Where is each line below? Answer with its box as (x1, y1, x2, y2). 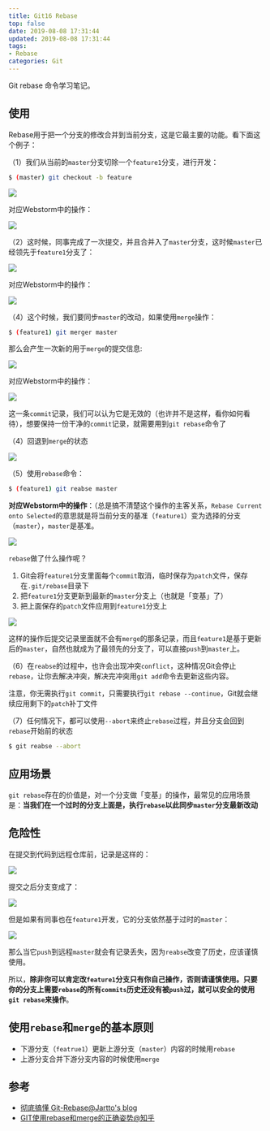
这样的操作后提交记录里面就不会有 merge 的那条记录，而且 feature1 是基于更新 (8, 634, 262, 643)
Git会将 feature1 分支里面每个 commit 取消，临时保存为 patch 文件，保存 (19, 570, 249, 581)
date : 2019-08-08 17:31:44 (8, 27, 100, 35)
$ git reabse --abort (8, 743, 82, 751)
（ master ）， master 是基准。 (8, 521, 99, 531)
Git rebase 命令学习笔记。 (8, 80, 95, 90)
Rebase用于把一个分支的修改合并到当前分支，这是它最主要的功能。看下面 (8, 129, 254, 139)
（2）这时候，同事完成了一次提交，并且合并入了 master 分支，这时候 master (8, 236, 255, 246)
